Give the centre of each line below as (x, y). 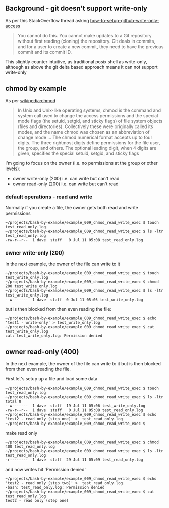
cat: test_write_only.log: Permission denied (54, 336)
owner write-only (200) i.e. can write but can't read (66, 178)
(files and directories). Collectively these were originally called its (85, 126)
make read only (21, 433)
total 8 (13, 402)
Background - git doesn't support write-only (76, 8)
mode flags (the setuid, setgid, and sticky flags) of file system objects (90, 121)
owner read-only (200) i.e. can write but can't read (65, 184)
